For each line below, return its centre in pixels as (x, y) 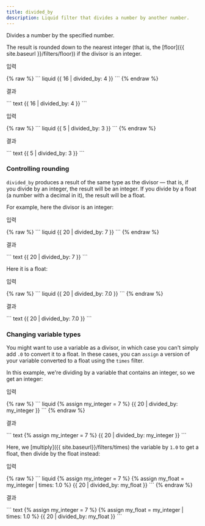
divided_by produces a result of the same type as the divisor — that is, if (97, 182)
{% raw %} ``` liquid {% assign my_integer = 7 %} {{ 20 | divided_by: (92, 404)
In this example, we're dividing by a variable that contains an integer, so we (101, 373)
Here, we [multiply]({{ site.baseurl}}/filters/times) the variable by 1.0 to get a (103, 447)
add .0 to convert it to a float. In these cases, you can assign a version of (98, 354)
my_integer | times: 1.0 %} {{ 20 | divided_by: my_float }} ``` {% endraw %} (100, 485)
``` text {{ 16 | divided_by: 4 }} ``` (47, 103)
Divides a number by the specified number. (60, 35)
